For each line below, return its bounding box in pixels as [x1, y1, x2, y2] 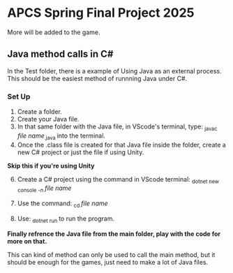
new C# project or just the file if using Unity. [17, 148, 144, 156]
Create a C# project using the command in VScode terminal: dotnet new [17, 175, 220, 185]
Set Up [7, 91, 31, 101]
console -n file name [17, 184, 72, 194]
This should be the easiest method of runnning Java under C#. [7, 74, 188, 82]
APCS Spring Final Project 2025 [7, 5, 195, 21]
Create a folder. [17, 108, 63, 116]
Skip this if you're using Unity [7, 161, 95, 170]
